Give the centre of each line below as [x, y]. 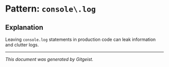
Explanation [24, 27]
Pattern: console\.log [51, 9]
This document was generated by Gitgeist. [49, 59]
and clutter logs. [22, 45]
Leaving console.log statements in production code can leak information [80, 39]
